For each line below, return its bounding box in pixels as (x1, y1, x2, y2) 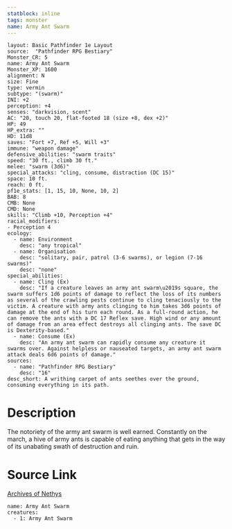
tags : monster (7, 17, 48, 24)
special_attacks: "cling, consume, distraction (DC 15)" (7, 169, 175, 177)
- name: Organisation (13, 248, 76, 255)
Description (7, 405, 76, 420)
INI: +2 (7, 96, 30, 104)
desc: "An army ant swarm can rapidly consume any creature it (19, 339, 206, 347)
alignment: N (7, 72, 45, 80)
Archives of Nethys (7, 489, 62, 498)
